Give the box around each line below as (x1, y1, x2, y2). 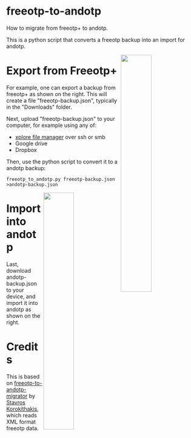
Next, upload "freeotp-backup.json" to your (6, 115, 115, 122)
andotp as (6, 306, 32, 313)
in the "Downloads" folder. (6, 103, 72, 111)
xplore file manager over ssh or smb (15, 133, 106, 140)
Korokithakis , (6, 405, 39, 412)
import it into (6, 299, 38, 306)
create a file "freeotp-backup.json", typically (6, 97, 117, 104)
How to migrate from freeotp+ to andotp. (6, 24, 108, 32)
